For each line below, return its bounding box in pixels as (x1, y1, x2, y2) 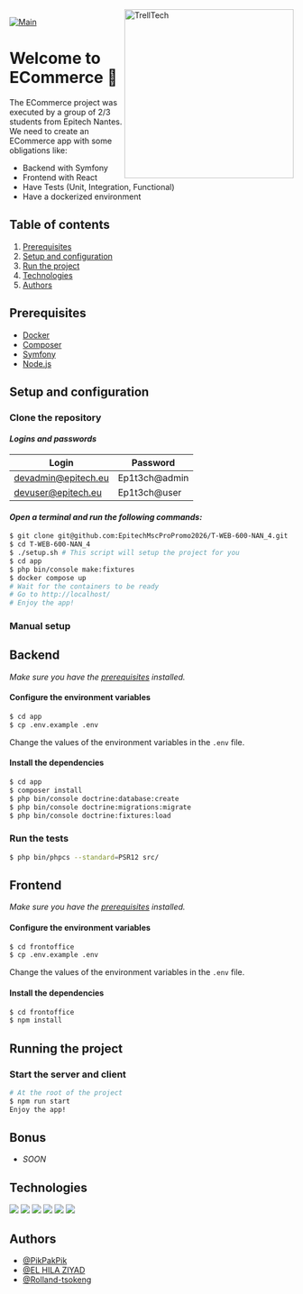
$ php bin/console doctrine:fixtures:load (9, 811, 171, 820)
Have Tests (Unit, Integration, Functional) (22, 181, 175, 192)
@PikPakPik (22, 1255, 68, 1266)
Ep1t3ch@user (117, 487, 182, 499)
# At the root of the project (9, 1089, 124, 1098)
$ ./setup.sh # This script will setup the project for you (9, 549, 241, 558)
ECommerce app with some (9, 135, 113, 146)
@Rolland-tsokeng (22, 1274, 92, 1285)
